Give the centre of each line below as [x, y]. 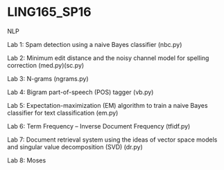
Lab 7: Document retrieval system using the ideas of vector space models [112, 140]
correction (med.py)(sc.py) [46, 65]
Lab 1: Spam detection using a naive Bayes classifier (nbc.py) [95, 44]
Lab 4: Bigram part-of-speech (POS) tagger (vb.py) [80, 92]
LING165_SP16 [49, 12]
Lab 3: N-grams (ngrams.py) [48, 78]
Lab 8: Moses [27, 160]
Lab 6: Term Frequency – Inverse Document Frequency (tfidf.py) [99, 126]
